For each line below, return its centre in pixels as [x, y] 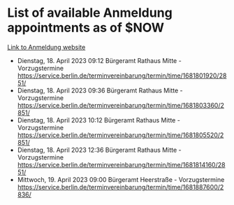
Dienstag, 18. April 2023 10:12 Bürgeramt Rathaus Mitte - [98, 120]
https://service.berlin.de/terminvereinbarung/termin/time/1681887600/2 [120, 187]
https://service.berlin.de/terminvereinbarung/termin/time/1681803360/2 [121, 105]
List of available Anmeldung [90, 13]
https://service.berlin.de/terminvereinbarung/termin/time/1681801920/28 [122, 76]
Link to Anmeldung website [46, 47]
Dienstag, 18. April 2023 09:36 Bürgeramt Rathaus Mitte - [100, 90]
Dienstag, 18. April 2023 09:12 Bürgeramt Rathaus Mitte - [99, 60]
